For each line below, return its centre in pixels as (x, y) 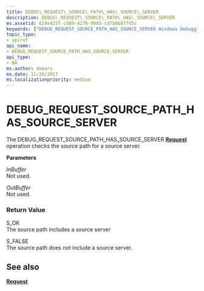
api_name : (19, 46)
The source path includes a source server (59, 230)
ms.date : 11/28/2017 (32, 74)
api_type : (19, 57)
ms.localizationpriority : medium (49, 80)
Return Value (26, 210)
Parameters (21, 158)
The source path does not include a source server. (69, 248)
